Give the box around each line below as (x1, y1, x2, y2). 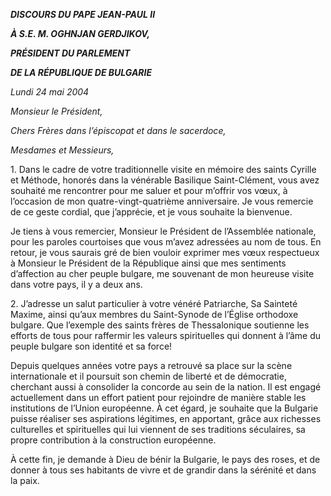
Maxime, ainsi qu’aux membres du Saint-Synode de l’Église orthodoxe (10, 309, 299, 320)
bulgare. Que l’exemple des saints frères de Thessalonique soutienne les (10, 319, 310, 331)
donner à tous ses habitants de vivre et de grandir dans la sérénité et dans (10, 464, 317, 476)
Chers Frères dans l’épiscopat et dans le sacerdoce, (10, 125, 227, 136)
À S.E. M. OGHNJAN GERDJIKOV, (10, 28, 151, 39)
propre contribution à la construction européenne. (10, 434, 217, 446)
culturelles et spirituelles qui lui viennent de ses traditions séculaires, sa (10, 424, 306, 435)
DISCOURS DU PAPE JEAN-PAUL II (10, 9, 156, 20)
